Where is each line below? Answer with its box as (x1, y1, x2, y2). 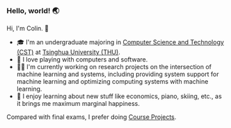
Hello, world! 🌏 (6, 6, 60, 15)
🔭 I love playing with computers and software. (16, 55, 148, 64)
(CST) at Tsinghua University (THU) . (16, 48, 121, 57)
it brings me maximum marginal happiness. (16, 100, 141, 108)
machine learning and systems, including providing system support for (16, 70, 219, 78)
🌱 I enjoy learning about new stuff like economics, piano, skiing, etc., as (16, 92, 222, 100)
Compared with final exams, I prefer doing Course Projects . (6, 113, 177, 121)
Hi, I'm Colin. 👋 (6, 24, 49, 33)
